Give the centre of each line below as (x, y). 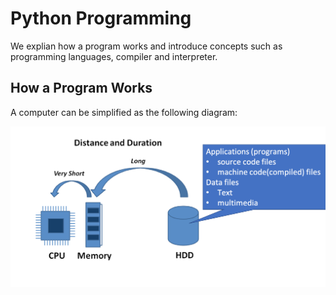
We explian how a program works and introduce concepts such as (146, 46)
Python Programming (101, 18)
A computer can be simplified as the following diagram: (124, 112)
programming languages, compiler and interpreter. (114, 56)
